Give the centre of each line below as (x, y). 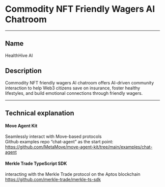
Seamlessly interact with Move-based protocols (54, 136)
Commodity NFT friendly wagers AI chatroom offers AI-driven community (80, 82)
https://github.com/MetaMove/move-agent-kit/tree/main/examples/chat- (79, 147)
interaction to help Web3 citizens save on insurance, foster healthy (73, 88)
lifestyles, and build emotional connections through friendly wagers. (74, 93)
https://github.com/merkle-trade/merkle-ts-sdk (53, 180)
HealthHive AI (19, 55)
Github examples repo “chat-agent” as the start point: (59, 142)
